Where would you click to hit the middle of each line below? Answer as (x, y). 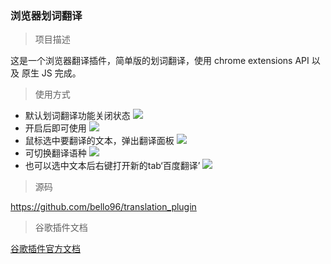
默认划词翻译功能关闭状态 (77, 116)
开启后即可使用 (55, 128)
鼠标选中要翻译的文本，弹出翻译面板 (99, 141)
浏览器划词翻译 (46, 15)
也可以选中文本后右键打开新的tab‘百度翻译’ (112, 166)
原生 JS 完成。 (51, 73)
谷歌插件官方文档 (45, 249)
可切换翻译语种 (55, 153)
